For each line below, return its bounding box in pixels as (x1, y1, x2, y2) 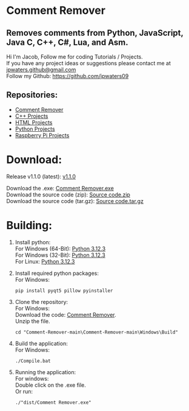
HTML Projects (15, 118, 53, 126)
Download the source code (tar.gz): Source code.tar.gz (6, 197, 144, 204)
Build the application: (15, 340, 68, 347)
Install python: (15, 238, 51, 245)
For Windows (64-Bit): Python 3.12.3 (15, 245, 106, 252)
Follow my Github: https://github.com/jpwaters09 (6, 73, 129, 79)
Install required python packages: (15, 270, 99, 277)
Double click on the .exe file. (15, 381, 87, 389)
